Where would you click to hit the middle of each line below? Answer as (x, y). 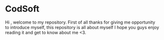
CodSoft (22, 9)
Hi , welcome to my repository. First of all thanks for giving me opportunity (80, 22)
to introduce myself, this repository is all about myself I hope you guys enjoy (82, 27)
